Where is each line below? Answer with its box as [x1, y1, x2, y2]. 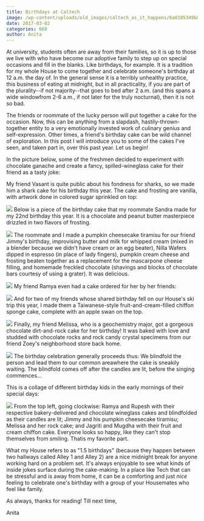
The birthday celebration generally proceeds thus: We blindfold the [13, 353, 182, 360]
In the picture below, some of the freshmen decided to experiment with [6, 156, 184, 163]
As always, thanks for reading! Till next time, [6, 497, 117, 505]
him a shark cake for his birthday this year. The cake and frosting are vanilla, [6, 187, 197, 195]
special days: [6, 390, 39, 398]
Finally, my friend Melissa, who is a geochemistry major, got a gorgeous [13, 320, 194, 328]
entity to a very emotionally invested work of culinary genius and [29, 125, 191, 132]
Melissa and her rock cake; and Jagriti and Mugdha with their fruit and [6, 422, 182, 429]
